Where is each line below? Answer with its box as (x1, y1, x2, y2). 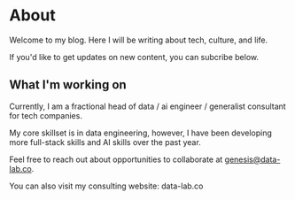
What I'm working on (9, 77, 127, 93)
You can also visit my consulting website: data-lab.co (9, 181, 204, 191)
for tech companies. (9, 110, 82, 120)
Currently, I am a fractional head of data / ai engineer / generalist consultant (9, 101, 286, 112)
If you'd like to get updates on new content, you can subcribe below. (9, 51, 260, 62)
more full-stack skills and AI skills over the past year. (9, 136, 201, 147)
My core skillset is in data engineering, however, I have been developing (9, 127, 273, 138)
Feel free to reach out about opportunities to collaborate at (9, 154, 223, 165)
